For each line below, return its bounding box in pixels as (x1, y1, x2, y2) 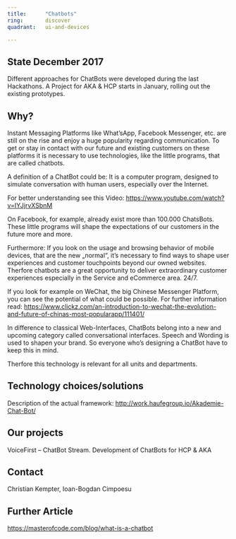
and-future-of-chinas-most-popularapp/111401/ (7, 310, 145, 318)
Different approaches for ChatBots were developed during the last (7, 75, 199, 83)
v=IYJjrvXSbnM (7, 201, 53, 209)
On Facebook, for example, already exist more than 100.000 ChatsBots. (7, 215, 215, 223)
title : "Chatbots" (7, 10, 77, 18)
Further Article (7, 505, 74, 517)
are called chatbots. (7, 159, 65, 167)
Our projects (7, 427, 63, 439)
